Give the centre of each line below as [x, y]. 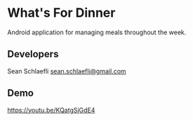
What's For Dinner [61, 13]
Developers [33, 54]
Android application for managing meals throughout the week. [97, 32]
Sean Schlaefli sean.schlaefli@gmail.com [67, 71]
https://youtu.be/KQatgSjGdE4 [51, 110]
